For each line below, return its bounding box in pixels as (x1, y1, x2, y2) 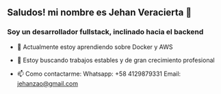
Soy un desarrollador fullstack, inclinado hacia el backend (7, 27, 204, 37)
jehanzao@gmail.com (16, 79, 79, 87)
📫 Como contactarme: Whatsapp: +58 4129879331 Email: (16, 69, 181, 78)
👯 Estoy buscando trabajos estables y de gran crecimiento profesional (16, 56, 215, 64)
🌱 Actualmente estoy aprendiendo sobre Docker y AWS (16, 42, 173, 51)
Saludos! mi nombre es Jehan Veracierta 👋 (7, 7, 192, 18)
